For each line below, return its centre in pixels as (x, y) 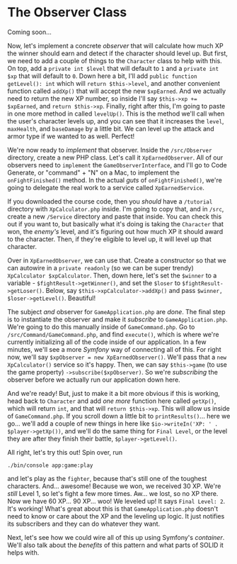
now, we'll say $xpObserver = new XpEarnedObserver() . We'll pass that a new (117, 357)
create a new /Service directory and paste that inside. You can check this (115, 216)
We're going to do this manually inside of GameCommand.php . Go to (101, 326)
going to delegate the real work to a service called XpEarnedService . (106, 187)
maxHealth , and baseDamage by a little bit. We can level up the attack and (111, 128)
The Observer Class (67, 12)
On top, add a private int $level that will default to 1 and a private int (113, 68)
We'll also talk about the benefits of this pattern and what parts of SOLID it (116, 545)
